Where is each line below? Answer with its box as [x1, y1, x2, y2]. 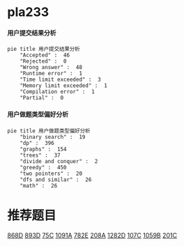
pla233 [7, 4, 49, 20]
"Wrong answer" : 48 [20, 64, 82, 71]
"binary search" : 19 [20, 133, 86, 140]
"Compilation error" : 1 [20, 89, 95, 95]
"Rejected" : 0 [20, 58, 68, 65]
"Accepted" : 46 [20, 52, 70, 59]
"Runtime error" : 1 [20, 70, 82, 77]
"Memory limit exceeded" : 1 [20, 82, 108, 89]
